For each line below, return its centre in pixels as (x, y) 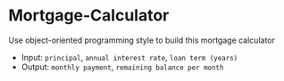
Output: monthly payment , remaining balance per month (122, 67)
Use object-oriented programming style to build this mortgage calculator (142, 40)
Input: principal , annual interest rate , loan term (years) (129, 57)
